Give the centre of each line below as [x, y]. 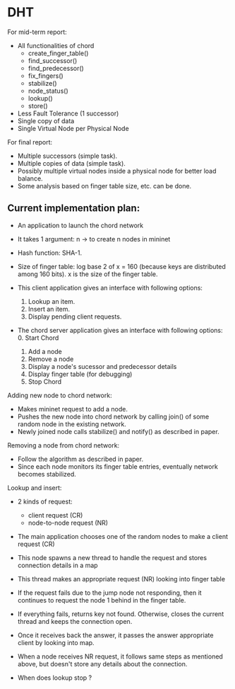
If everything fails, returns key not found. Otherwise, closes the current [121, 614]
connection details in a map [58, 565]
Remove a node [51, 359]
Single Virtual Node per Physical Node [73, 128]
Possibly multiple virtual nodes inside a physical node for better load [117, 171]
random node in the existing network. [72, 424]
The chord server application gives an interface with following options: [120, 330]
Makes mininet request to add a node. [73, 409]
